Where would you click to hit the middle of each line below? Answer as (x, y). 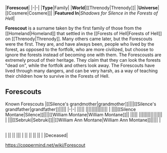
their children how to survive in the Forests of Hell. (57, 76)
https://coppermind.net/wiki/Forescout (45, 145)
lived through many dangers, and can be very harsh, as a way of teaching (81, 71)
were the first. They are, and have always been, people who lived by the (80, 44)
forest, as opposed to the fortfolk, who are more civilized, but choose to (79, 49)
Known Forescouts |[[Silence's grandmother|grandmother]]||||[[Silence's (81, 104)
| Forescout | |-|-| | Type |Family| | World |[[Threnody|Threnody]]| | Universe (81, 8)
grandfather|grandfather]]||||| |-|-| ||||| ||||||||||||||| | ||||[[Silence (71, 109)
